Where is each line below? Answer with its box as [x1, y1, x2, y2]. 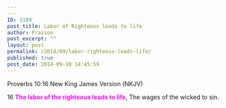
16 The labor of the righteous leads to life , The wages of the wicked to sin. [7, 93, 219, 101]
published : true [7, 55, 53, 62]
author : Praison [7, 29, 53, 36]
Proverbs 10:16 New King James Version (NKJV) [7, 79, 143, 87]
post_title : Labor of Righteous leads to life [7, 23, 142, 29]
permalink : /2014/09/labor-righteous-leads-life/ [7, 49, 152, 55]
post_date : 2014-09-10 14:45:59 [7, 61, 99, 68]
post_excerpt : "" [7, 36, 57, 42]
